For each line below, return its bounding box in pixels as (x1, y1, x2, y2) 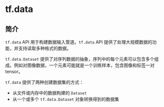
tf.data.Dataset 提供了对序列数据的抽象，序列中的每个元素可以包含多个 (5, 56, 154, 62)
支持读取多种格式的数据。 (18, 45, 71, 51)
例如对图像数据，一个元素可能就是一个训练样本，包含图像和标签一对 (14, 62, 154, 68)
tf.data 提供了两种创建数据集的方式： (5, 79, 84, 85)
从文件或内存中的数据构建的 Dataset (12, 90, 87, 96)
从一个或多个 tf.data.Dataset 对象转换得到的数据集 (12, 96, 119, 102)
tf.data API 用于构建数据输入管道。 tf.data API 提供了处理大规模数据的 (5, 39, 152, 45)
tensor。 (5, 69, 23, 74)
